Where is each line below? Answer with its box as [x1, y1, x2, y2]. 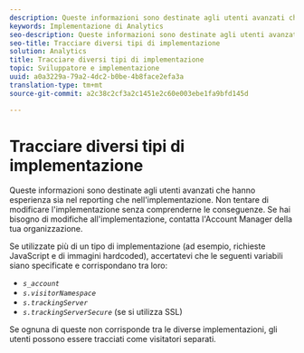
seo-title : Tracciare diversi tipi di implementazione [9, 38, 221, 48]
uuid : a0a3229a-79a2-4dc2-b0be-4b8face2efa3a [9, 72, 184, 81]
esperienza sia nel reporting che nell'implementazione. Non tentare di [9, 195, 270, 205]
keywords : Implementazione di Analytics [9, 22, 165, 31]
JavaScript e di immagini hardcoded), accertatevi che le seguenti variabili [9, 251, 283, 262]
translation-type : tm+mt [9, 81, 103, 90]
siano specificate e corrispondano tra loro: [9, 260, 168, 272]
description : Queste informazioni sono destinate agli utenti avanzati [9, 13, 285, 23]
